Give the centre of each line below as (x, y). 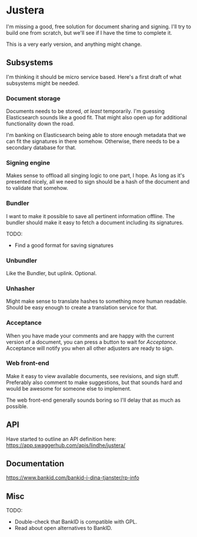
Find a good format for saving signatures (64, 245)
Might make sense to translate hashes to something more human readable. (97, 301)
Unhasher (21, 288)
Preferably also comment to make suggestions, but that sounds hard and (94, 382)
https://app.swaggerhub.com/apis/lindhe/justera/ (66, 445)
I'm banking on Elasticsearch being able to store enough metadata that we (96, 135)
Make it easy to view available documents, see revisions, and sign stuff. (93, 376)
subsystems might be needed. (43, 83)
